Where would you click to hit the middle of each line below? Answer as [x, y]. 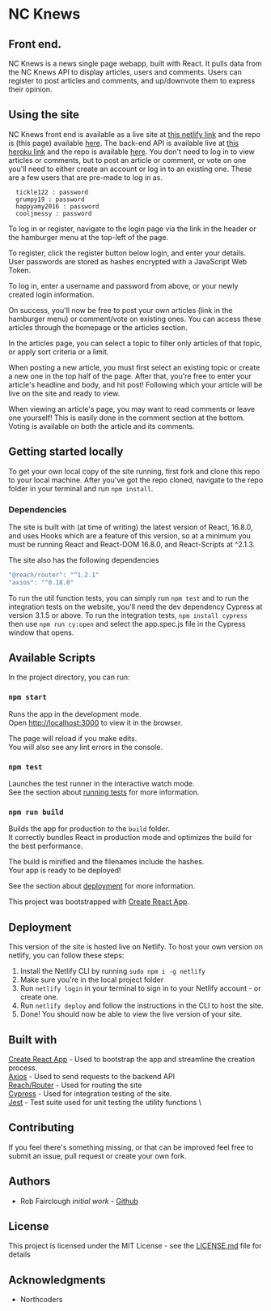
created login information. [51, 294]
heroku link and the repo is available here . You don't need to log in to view [131, 152]
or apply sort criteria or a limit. [59, 351]
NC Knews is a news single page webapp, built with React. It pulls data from [135, 63]
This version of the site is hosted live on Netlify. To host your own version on [135, 947]
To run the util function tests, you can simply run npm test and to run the [129, 598]
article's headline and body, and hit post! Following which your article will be [135, 384]
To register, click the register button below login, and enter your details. [127, 253]
